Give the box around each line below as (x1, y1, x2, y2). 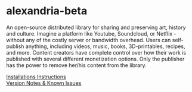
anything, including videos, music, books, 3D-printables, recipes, (25, 43, 185, 50)
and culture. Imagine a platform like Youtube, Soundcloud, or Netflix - (6, 30, 177, 37)
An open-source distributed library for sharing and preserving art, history (6, 24, 186, 31)
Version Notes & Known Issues (6, 79, 82, 87)
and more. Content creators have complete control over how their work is (6, 49, 187, 56)
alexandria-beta (6, 4, 88, 18)
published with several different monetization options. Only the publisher (6, 55, 185, 62)
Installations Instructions (6, 73, 67, 80)
